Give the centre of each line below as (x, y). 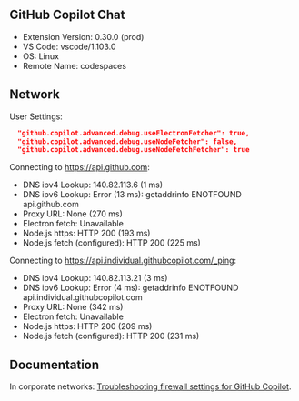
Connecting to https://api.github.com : (80, 167)
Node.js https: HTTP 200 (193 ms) (86, 233)
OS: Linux (40, 56)
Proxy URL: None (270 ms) (72, 214)
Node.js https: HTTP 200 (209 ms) (87, 326)
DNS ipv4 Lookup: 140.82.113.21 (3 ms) (95, 278)
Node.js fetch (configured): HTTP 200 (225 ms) (112, 243)
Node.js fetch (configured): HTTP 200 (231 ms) (111, 336)
